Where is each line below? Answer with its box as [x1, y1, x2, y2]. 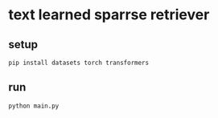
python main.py [8, 102, 60, 110]
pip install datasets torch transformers [8, 59, 150, 67]
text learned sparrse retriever [8, 6, 210, 24]
